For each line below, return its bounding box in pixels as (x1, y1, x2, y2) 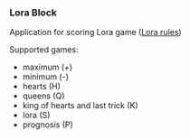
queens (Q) (22, 90, 65, 101)
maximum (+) (22, 61, 73, 73)
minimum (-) (22, 71, 70, 82)
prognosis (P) (22, 119, 74, 130)
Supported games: (9, 44, 79, 55)
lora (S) (22, 110, 51, 121)
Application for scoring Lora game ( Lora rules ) (9, 27, 183, 38)
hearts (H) (22, 81, 62, 92)
